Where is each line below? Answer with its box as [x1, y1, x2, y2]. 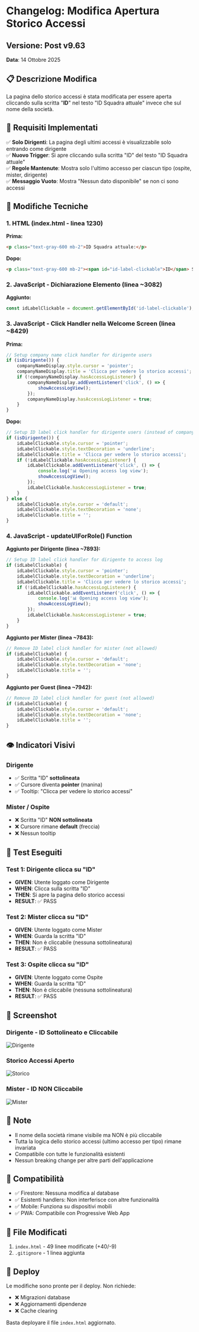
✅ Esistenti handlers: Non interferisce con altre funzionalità [14, 1196, 159, 1204]
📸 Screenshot [6, 1010, 57, 1020]
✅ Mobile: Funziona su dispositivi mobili [14, 1203, 113, 1210]
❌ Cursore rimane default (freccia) [14, 823, 100, 830]
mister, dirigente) [6, 171, 48, 178]
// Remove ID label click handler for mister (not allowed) [6, 645, 158, 651]
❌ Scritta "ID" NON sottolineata [14, 816, 93, 823]
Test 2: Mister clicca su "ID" [6, 913, 89, 921]
